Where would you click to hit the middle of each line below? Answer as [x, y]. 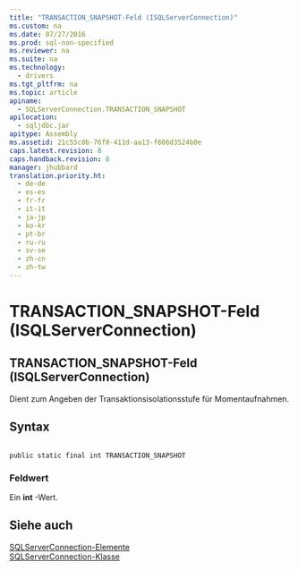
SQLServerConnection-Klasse [65, 557]
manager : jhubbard [43, 167]
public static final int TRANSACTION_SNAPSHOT [98, 455]
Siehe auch [41, 526]
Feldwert [29, 478]
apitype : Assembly [43, 134]
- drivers [35, 76]
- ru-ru [32, 242]
